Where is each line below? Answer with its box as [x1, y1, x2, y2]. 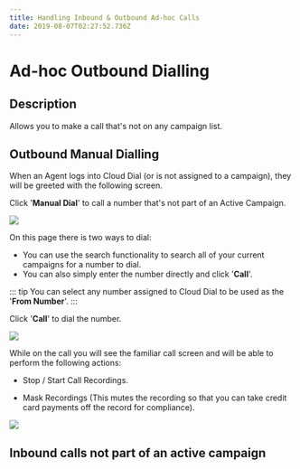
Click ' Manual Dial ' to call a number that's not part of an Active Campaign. [9, 198, 286, 209]
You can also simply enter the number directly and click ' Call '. [22, 268, 253, 280]
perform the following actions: [9, 358, 122, 369]
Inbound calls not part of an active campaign [9, 445, 267, 461]
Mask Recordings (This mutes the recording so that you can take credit [22, 392, 287, 403]
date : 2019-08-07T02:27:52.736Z [9, 22, 131, 31]
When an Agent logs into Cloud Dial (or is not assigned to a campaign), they [9, 171, 292, 182]
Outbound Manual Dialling [9, 146, 160, 162]
